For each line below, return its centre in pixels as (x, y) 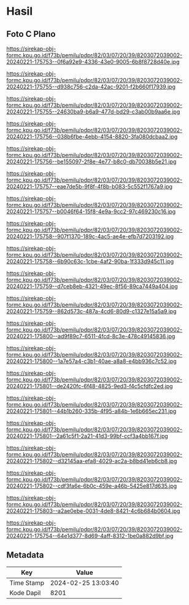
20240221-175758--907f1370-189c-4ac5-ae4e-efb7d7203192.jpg (90, 236)
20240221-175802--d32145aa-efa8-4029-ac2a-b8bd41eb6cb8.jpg (92, 461)
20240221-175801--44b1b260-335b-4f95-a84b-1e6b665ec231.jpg (91, 411)
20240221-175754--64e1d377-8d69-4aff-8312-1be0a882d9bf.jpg (90, 536)
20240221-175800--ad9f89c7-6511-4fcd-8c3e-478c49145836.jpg (91, 336)
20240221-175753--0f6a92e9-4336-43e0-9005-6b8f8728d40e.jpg (93, 62)
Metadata (25, 555)
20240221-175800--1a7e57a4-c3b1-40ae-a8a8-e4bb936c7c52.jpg (91, 361)
